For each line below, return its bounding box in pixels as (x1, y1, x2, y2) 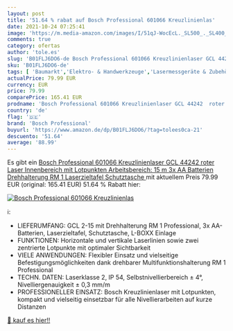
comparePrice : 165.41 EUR (7, 94, 82, 101)
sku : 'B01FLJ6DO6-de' (7, 62, 70, 69)
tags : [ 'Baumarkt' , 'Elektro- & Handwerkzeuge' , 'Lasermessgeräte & (7, 68, 207, 75)
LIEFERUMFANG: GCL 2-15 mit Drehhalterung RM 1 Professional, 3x (17, 221, 210, 230)
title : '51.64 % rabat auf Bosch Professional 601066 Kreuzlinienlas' (7, 17, 216, 24)
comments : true (7, 36, 51, 43)
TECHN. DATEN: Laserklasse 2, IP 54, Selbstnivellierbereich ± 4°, (17, 273, 203, 282)
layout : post (7, 10, 45, 17)
